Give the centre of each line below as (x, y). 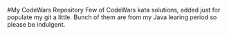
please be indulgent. (36, 24)
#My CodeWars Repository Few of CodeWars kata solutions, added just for (114, 10)
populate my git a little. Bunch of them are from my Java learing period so (112, 17)
